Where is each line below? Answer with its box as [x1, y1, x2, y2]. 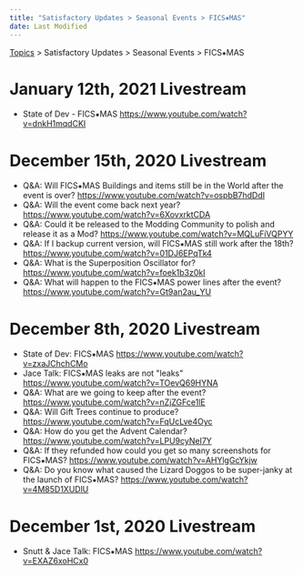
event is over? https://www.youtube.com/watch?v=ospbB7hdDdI [22, 190, 266, 201]
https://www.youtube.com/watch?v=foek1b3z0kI [22, 267, 206, 278]
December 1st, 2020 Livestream [9, 516, 257, 537]
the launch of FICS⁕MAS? [22, 474, 119, 485]
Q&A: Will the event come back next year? [22, 199, 181, 210]
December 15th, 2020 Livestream [9, 150, 267, 171]
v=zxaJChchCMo [22, 358, 88, 369]
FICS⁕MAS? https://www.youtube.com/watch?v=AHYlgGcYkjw [22, 455, 258, 466]
